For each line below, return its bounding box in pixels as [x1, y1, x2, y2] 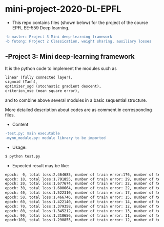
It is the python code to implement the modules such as [5, 65, 117, 71]
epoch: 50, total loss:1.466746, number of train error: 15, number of [5, 195, 154, 200]
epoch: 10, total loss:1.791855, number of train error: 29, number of [5, 177, 154, 182]
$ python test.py [5, 154, 41, 159]
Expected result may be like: [12, 162, 69, 168]
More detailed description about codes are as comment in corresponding [5, 107, 152, 113]
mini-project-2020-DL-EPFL [5, 3, 122, 15]
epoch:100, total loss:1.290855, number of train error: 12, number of [5, 218, 154, 223]
